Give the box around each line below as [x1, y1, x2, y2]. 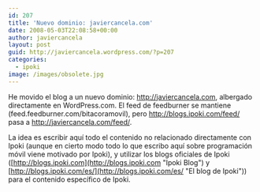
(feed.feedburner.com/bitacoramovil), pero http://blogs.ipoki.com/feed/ [8, 108, 240, 119]
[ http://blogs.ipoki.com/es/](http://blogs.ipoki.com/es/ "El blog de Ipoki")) [8, 166, 247, 175]
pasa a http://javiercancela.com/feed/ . [8, 117, 132, 126]
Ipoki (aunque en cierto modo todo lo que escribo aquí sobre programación [8, 141, 253, 150]
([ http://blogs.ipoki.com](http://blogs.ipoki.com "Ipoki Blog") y [8, 157, 210, 167]
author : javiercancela [8, 33, 83, 42]
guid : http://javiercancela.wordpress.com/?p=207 [8, 48, 175, 56]
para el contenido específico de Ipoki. [8, 175, 132, 184]
